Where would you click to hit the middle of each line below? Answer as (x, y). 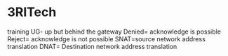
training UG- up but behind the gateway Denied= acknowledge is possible (114, 31)
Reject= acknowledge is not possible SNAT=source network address (106, 38)
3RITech (32, 12)
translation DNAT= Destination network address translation (92, 46)
